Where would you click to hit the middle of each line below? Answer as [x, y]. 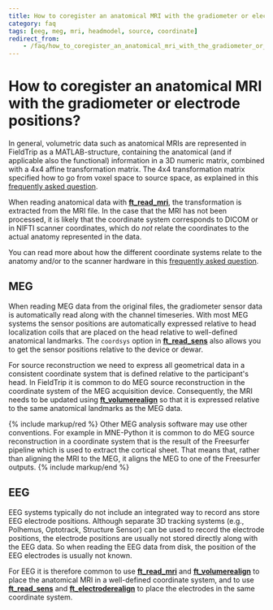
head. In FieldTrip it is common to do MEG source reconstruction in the [127, 382]
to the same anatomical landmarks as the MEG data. [95, 408]
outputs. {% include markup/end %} [69, 467]
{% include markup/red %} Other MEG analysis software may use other [128, 424]
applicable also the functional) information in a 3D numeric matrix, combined [136, 161]
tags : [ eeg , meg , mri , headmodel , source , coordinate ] [103, 31]
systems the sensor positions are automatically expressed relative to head [132, 323]
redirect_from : [34, 39]
